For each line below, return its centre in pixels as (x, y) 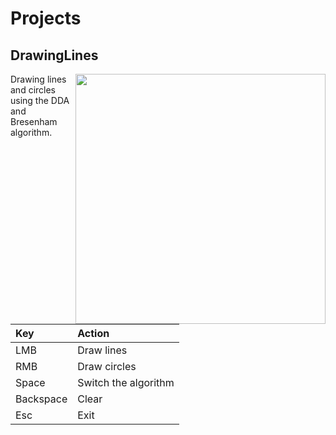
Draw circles (107, 366)
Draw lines (102, 350)
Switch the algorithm (126, 382)
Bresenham (34, 121)
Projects (46, 18)
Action (93, 333)
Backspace (41, 399)
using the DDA (40, 100)
